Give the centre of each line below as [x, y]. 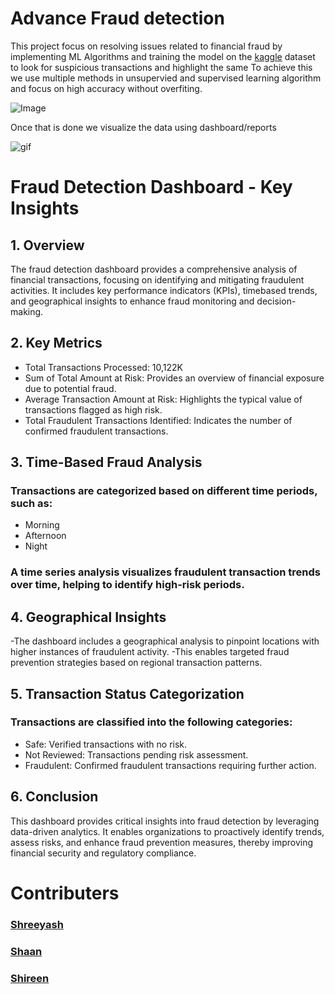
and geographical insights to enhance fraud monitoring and [132, 301]
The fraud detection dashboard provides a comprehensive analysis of [154, 269]
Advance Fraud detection [117, 18]
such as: [31, 504]
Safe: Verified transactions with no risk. [106, 744]
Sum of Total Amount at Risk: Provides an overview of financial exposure [174, 378]
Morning [42, 525]
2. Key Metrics [56, 343]
